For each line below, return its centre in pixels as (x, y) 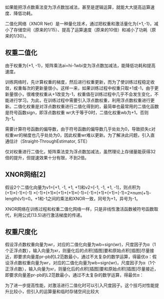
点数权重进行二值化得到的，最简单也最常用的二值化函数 (103, 106)
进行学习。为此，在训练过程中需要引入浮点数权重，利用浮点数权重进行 (80, 100)
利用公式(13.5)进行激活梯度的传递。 (49, 215)
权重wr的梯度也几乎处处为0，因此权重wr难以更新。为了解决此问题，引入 (78, 135)
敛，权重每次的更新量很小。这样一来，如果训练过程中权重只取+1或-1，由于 (80, 88)
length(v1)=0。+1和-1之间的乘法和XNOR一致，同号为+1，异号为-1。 (73, 198)
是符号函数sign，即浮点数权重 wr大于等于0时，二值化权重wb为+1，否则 (77, 112)
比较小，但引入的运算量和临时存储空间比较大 (54, 292)
